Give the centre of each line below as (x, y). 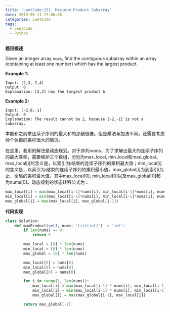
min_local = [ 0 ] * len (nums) (54, 249)
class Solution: (22, 221)
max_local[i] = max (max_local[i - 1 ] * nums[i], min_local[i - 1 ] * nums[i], (80, 192)
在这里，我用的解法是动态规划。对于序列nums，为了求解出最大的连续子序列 (84, 150)
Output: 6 (16, 87)
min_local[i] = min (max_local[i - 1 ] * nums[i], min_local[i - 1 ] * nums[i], (80, 196)
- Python (19, 33)
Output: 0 (16, 115)
